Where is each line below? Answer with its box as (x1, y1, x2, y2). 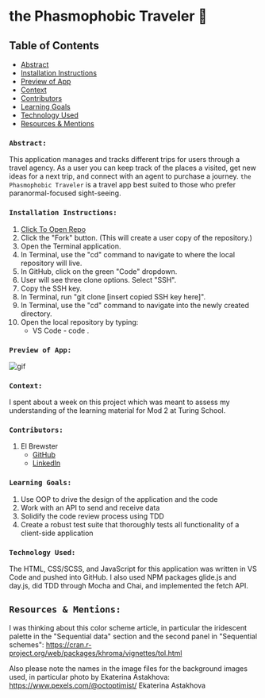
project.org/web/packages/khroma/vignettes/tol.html (9, 648, 182, 658)
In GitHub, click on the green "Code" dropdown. (20, 266, 178, 276)
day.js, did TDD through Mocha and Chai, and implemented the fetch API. (9, 581, 248, 591)
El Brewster (20, 442, 59, 451)
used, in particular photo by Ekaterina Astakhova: (9, 672, 170, 681)
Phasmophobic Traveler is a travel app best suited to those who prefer (9, 180, 236, 190)
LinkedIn (32, 458, 61, 468)
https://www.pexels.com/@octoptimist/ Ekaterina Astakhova (9, 681, 205, 690)
